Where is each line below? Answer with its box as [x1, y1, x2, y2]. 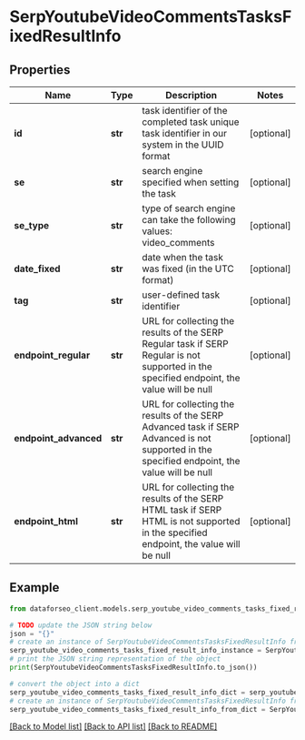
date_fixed [14, 262, 61, 275]
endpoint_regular [14, 349, 91, 361]
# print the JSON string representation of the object [9, 654, 221, 664]
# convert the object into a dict [9, 679, 141, 688]
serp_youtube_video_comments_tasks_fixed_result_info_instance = [9, 646, 261, 655]
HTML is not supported [142, 515, 241, 527]
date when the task [142, 251, 224, 263]
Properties [9, 62, 71, 77]
